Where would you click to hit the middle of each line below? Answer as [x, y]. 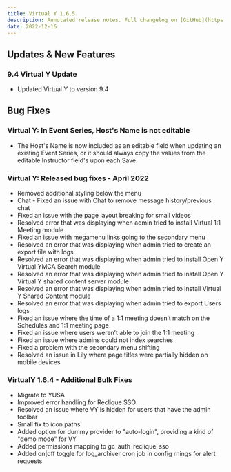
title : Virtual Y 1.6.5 [41, 13]
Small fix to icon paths [49, 424]
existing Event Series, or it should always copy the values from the [111, 153]
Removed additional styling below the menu [79, 193]
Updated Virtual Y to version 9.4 [63, 89]
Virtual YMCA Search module [59, 267]
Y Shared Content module [54, 296]
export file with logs [45, 252]
